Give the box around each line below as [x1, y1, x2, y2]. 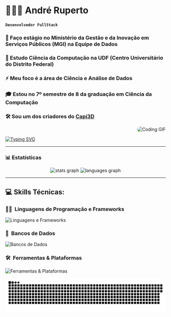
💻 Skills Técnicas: [5, 188, 65, 196]
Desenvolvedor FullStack [5, 22, 58, 28]
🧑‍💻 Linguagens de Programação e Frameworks [5, 205, 125, 213]
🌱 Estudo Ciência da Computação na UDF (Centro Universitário [5, 54, 164, 61]
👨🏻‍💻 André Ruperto [5, 5, 89, 16]
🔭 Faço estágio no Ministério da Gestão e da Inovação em [5, 34, 149, 41]
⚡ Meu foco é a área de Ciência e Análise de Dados [5, 74, 133, 82]
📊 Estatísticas [5, 154, 42, 161]
